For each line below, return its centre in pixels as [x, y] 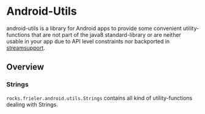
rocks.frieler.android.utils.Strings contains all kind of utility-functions [99, 98]
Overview [25, 67]
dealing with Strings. [32, 104]
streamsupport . [26, 48]
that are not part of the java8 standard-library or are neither [106, 34]
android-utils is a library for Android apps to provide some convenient [94, 28]
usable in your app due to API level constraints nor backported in [88, 41]
